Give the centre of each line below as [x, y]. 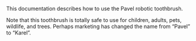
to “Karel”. [19, 33]
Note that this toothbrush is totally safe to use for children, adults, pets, [94, 20]
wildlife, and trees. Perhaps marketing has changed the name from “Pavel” [98, 26]
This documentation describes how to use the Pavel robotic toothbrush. [95, 9]
